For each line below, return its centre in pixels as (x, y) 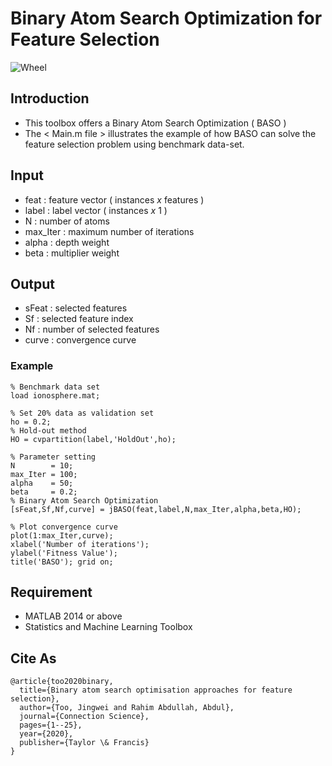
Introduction (50, 98)
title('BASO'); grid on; (62, 562)
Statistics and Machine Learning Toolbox (108, 627)
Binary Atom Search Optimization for (166, 18)
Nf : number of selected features (92, 329)
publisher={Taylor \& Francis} (84, 743)
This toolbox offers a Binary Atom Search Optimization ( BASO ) (155, 123)
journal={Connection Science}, (84, 717)
